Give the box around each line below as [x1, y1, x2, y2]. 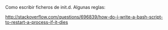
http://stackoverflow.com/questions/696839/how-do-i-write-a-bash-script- [5, 14, 163, 19]
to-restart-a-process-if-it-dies [5, 19, 68, 25]
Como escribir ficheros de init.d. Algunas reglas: [5, 4, 106, 10]
